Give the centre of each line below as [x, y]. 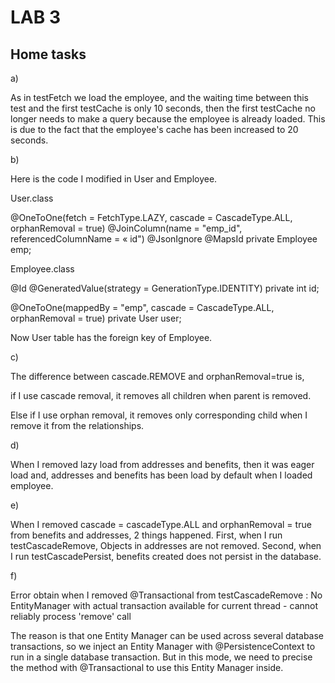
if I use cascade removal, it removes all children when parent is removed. [161, 395]
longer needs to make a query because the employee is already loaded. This [168, 119]
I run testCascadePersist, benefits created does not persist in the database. [166, 556]
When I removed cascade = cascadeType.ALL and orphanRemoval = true [161, 524]
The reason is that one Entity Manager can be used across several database [167, 635]
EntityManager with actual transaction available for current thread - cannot [164, 605]
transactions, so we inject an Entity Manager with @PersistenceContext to [163, 646]
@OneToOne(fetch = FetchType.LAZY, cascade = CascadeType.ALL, [151, 217]
